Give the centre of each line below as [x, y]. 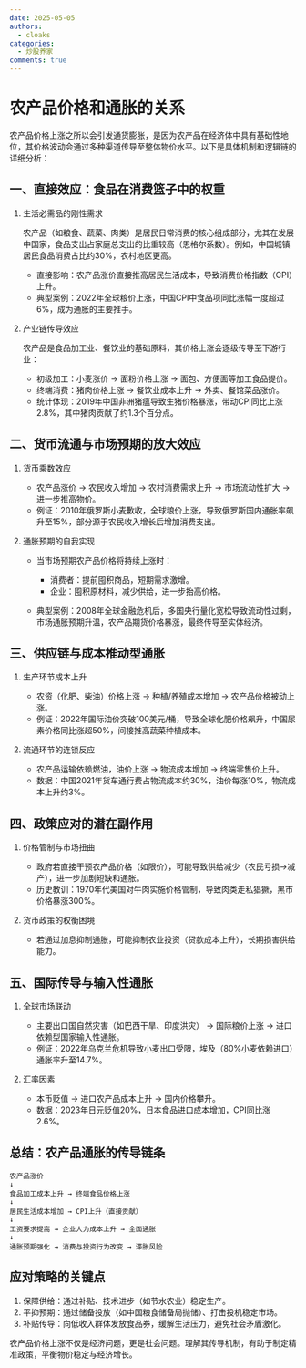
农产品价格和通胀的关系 [97, 108]
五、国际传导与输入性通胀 [81, 983]
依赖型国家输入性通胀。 [80, 1037]
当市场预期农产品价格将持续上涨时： [104, 560]
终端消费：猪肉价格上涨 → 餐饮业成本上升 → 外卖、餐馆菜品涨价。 [160, 389]
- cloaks [34, 35]
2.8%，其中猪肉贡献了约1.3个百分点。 [107, 412]
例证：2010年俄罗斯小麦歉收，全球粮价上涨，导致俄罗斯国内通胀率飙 [165, 510]
